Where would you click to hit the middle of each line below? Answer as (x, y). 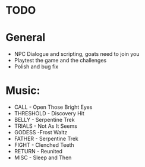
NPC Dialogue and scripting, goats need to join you (77, 54)
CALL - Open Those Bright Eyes (53, 107)
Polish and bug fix (36, 67)
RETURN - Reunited (38, 152)
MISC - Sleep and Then (43, 157)
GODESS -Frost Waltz (41, 133)
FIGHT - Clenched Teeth (44, 145)
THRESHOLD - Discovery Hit (49, 114)
